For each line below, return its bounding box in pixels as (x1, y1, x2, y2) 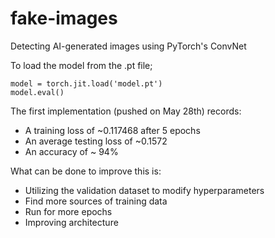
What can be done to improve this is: (10, 165, 162, 177)
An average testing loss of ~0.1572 (24, 135, 168, 147)
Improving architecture (24, 216, 119, 228)
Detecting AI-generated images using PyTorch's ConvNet (10, 40, 247, 52)
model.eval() (10, 87, 65, 97)
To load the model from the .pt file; (10, 59, 153, 71)
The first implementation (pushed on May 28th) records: (10, 105, 242, 117)
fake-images (10, 7, 118, 30)
